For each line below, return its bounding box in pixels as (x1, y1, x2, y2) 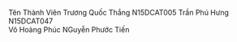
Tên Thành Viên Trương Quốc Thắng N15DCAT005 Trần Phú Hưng (8, 8, 230, 17)
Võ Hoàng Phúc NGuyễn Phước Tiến (8, 25, 130, 34)
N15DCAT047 (8, 16, 54, 26)
